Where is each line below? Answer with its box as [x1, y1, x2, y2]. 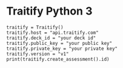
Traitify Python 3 [6, 4, 93, 18]
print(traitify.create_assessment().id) [6, 56, 110, 62]
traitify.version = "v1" [6, 50, 69, 57]
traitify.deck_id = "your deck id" [6, 35, 96, 41]
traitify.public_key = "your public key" [6, 40, 113, 46]
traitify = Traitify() [6, 24, 64, 30]
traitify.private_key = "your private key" [6, 46, 118, 52]
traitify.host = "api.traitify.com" [6, 29, 99, 36]
